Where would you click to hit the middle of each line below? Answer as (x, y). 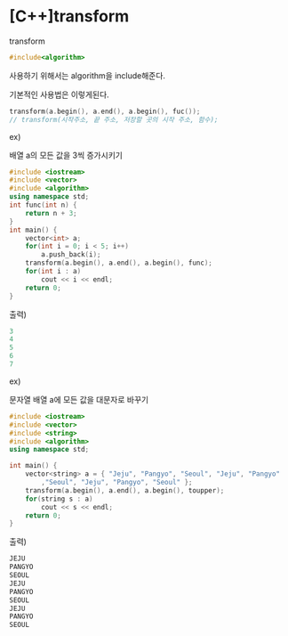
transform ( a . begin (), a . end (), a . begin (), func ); (119, 263)
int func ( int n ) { (43, 205)
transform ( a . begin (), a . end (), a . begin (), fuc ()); (105, 111)
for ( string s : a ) (59, 499)
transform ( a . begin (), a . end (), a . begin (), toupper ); (125, 490)
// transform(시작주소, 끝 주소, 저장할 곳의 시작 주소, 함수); (114, 119)
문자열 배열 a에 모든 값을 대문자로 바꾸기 (79, 399)
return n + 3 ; (51, 213)
